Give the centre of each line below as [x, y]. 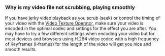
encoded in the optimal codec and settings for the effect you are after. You [81, 28]
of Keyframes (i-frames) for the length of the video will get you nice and [78, 44]
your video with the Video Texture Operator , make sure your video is [74, 23]
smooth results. [21, 49]
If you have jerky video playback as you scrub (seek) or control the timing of [82, 18]
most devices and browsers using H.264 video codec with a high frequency [82, 39]
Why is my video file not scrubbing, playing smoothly [70, 7]
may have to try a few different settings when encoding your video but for [80, 34]
